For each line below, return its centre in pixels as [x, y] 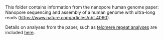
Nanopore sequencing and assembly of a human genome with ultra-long [80, 12]
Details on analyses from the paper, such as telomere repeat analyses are [81, 27]
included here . [20, 32]
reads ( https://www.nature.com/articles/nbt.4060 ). [58, 18]
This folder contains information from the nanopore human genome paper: [82, 7]
